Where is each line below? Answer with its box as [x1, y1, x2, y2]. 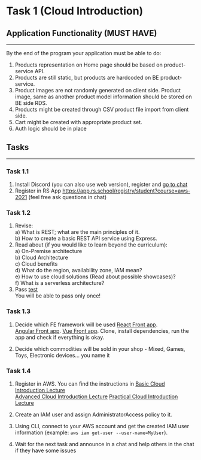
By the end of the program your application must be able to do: [6, 50, 162, 56]
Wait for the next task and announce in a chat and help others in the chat [14, 441, 194, 447]
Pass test [14, 286, 38, 293]
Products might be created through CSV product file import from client [14, 106, 189, 113]
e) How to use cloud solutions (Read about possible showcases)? [14, 273, 176, 280]
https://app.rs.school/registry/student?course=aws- [62, 187, 191, 194]
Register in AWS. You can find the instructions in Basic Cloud [14, 380, 166, 387]
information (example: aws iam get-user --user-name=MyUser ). [14, 429, 168, 436]
